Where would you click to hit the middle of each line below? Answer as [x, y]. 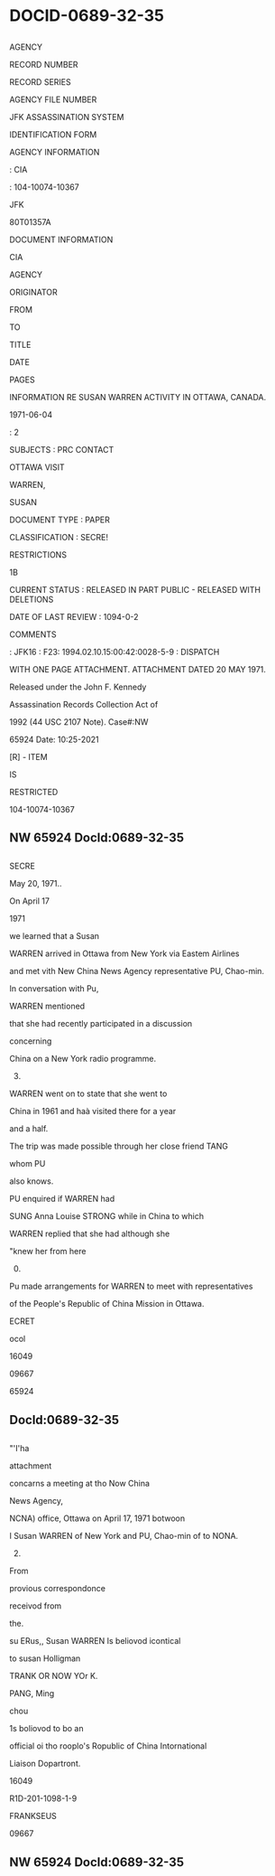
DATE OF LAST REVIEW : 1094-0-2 [74, 616]
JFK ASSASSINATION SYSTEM [67, 117]
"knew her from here [48, 1252]
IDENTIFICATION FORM [53, 134]
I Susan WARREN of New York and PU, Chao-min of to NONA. [124, 1536]
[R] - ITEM [28, 756]
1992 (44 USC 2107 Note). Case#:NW [79, 722]
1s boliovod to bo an [46, 1729]
